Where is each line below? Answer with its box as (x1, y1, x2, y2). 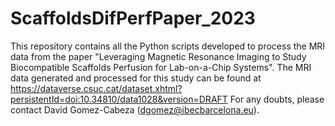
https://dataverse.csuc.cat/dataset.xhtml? (10, 82, 183, 94)
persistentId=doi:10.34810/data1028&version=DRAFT (10, 93, 228, 105)
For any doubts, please (229, 93, 325, 105)
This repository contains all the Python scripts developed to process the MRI (10, 40, 326, 52)
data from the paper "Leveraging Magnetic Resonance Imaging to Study (10, 50, 307, 62)
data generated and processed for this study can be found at (10, 72, 262, 84)
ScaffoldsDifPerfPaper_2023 (10, 7, 256, 30)
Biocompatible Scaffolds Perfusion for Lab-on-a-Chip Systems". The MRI (10, 61, 312, 73)
